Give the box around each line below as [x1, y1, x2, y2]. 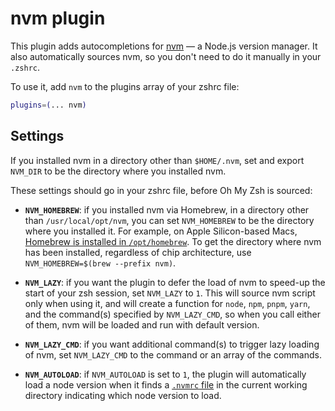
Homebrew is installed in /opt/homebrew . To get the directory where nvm [24, 235, 322, 247]
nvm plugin [10, 7, 106, 30]
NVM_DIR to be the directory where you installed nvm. [10, 165, 227, 177]
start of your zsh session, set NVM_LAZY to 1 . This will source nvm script [24, 287, 316, 299]
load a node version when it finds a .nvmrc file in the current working [24, 378, 308, 391]
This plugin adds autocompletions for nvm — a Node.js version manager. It [10, 40, 318, 52]
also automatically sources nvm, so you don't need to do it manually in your [10, 50, 322, 62]
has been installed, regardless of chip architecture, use [24, 246, 252, 258]
